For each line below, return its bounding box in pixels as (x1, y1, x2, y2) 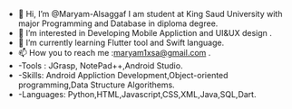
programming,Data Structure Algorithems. (17, 79, 175, 90)
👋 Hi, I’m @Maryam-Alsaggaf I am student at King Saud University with (17, 9, 283, 19)
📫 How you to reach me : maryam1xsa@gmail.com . (17, 48, 211, 58)
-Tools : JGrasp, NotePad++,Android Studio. (17, 60, 183, 71)
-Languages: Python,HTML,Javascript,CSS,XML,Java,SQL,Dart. (17, 89, 257, 99)
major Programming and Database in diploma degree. (17, 18, 219, 29)
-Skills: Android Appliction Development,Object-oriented (17, 70, 229, 80)
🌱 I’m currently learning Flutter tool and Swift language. (17, 37, 225, 48)
